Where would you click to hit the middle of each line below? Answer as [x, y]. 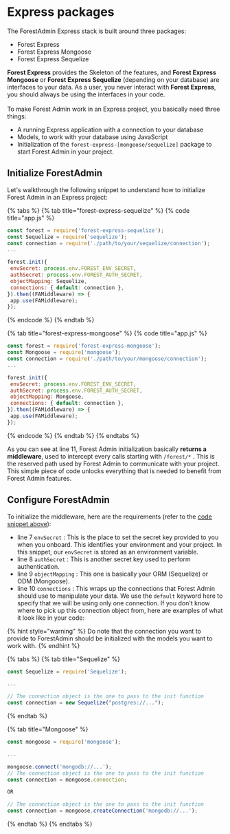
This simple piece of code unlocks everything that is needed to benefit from [114, 471]
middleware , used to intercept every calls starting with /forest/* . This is [111, 456]
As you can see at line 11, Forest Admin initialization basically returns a [107, 449]
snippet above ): [29, 523]
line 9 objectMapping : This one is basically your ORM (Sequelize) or [113, 574]
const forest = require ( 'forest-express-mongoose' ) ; [84, 346]
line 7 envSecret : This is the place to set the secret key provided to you [118, 537]
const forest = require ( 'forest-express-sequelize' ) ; [86, 230]
